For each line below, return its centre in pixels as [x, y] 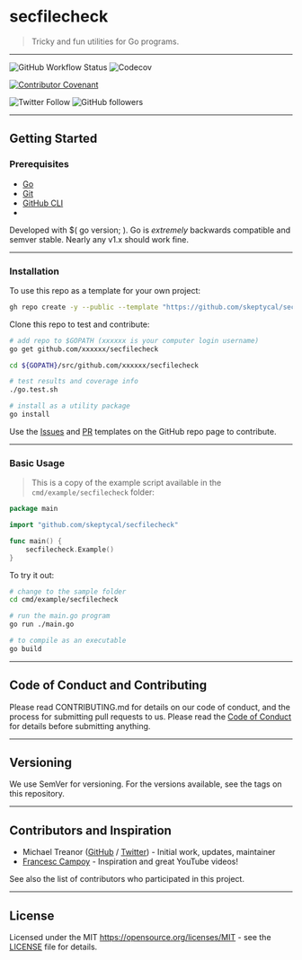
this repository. [37, 794]
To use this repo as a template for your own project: [105, 290]
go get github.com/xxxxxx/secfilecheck [84, 349]
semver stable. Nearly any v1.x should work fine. [99, 239]
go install [30, 415]
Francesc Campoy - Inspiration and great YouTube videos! [130, 862]
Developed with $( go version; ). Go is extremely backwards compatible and [150, 230]
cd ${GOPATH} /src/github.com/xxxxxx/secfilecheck [104, 366]
